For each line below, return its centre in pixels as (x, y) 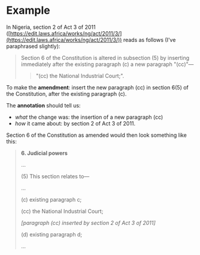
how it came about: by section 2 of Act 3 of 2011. (75, 123)
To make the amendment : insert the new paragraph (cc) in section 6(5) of (97, 87)
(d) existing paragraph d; (51, 234)
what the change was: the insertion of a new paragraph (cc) (89, 117)
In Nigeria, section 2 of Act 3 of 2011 (51, 27)
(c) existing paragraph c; (51, 199)
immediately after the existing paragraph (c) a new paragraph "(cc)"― (107, 64)
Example (28, 10)
